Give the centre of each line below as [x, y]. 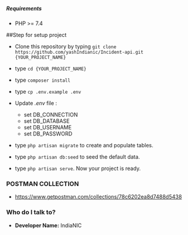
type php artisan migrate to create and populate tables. [84, 145]
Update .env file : [36, 103]
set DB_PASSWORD [48, 134]
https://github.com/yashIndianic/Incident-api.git [79, 52]
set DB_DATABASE [47, 121]
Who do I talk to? [31, 212]
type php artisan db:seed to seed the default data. [77, 157]
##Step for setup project [36, 35]
